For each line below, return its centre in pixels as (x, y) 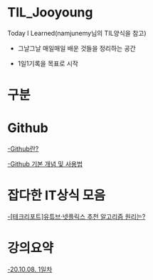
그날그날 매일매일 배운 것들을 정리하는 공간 (77, 48)
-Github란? (23, 149)
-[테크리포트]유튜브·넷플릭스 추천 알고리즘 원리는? (76, 216)
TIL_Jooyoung (50, 12)
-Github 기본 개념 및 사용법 (45, 164)
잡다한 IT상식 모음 (57, 195)
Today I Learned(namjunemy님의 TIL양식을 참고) (77, 33)
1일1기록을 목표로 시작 (48, 63)
